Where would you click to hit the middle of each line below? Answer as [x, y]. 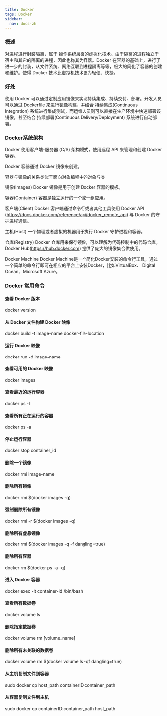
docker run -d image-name [33, 357]
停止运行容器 [18, 439]
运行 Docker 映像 [23, 346]
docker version [21, 310]
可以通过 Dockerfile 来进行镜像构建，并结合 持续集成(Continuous [72, 105]
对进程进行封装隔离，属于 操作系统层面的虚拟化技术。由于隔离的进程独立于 [82, 54]
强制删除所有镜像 [23, 510]
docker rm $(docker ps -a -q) [35, 568]
